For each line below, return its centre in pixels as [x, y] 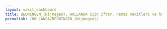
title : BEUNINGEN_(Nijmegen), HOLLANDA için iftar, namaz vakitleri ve [81, 14]
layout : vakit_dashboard [31, 10]
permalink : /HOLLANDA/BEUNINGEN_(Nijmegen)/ [52, 19]
